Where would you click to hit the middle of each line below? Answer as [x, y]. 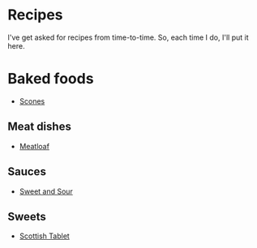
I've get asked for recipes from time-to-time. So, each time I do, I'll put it [128, 37]
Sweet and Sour [46, 191]
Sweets [27, 216]
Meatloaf [34, 146]
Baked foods [51, 79]
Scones [32, 101]
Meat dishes [40, 127]
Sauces [27, 172]
